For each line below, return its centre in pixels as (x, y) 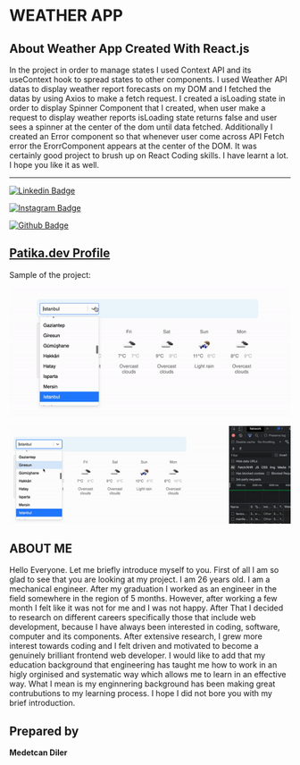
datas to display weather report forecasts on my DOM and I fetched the (140, 89)
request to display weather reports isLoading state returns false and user (143, 118)
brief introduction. (42, 703)
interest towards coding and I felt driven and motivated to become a (134, 646)
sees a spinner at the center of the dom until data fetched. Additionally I (141, 127)
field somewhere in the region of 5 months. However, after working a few (143, 599)
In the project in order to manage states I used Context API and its (130, 70)
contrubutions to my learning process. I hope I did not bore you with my (141, 694)
